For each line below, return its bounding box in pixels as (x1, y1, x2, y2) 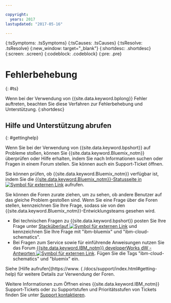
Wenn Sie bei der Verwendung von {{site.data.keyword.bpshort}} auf (5, 145, 151, 151)
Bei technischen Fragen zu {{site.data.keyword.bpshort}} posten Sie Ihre (12, 218, 166, 224)
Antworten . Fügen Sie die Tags (12, 250, 137, 257)
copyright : (5, 12, 29, 17)
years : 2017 (10, 16, 36, 22)
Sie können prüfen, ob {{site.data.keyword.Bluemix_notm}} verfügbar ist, (5, 171, 159, 177)
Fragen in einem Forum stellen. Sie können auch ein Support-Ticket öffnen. (5, 161, 164, 167)
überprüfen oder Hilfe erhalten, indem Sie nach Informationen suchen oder (5, 155, 163, 161)
